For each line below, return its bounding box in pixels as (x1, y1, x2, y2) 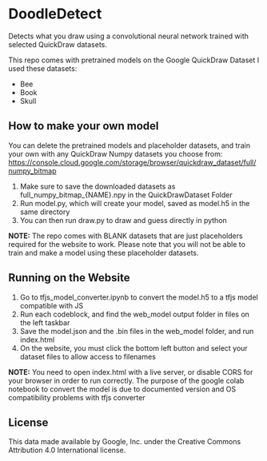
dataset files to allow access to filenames (19, 352, 156, 361)
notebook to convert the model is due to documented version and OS (8, 384, 237, 394)
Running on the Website (8, 271, 130, 284)
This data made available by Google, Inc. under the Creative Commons (8, 437, 241, 447)
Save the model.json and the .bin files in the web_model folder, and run (19, 326, 254, 336)
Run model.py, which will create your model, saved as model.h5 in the (19, 198, 250, 208)
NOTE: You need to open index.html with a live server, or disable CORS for (8, 367, 253, 376)
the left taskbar (19, 317, 70, 328)
